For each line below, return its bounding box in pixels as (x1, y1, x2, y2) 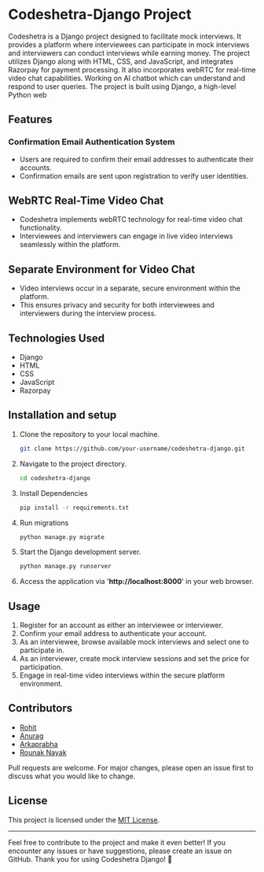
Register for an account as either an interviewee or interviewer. (19, 620, 224, 630)
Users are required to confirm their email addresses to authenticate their (19, 154, 254, 164)
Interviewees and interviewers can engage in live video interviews (19, 231, 233, 241)
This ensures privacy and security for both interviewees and (19, 301, 214, 310)
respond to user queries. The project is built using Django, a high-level (8, 81, 236, 91)
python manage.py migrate (19, 533, 104, 541)
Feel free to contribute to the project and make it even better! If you (8, 837, 226, 847)
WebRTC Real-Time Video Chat (8, 194, 164, 208)
